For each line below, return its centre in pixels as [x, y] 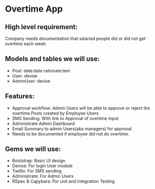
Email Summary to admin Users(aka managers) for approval [72, 129]
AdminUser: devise [31, 81]
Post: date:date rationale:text [41, 70]
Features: [20, 96]
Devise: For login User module [42, 166]
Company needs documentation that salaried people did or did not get [75, 38]
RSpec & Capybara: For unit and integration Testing [63, 181]
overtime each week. [26, 44]
